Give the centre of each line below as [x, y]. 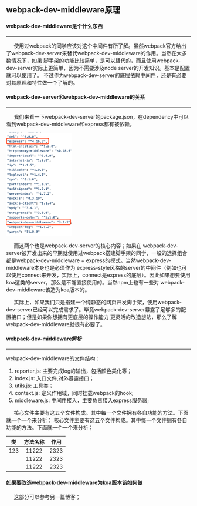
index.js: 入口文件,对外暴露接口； [55, 378]
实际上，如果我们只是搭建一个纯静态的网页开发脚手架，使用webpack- [98, 302]
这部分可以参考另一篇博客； [47, 497]
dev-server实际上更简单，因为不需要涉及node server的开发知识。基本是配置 [98, 68]
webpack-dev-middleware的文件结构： [53, 358]
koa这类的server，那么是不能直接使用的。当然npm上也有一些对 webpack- [95, 282]
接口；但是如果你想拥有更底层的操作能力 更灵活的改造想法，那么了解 [94, 317]
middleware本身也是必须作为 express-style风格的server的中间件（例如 [91, 267]
